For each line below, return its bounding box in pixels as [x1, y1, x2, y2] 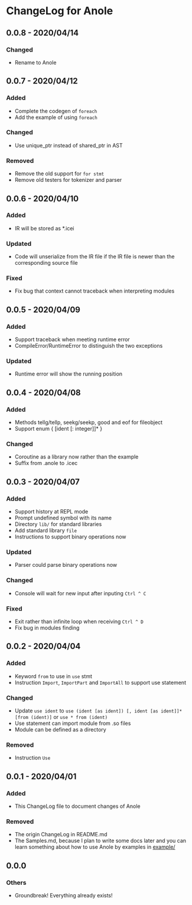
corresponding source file [14, 259, 78, 267]
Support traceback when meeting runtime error [14, 336, 130, 343]
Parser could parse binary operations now [14, 561, 118, 569]
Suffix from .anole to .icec [14, 460, 78, 467]
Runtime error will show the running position [14, 370, 123, 377]
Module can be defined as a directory [14, 726, 106, 733]
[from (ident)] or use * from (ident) [14, 713, 108, 720]
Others [6, 878, 27, 887]
